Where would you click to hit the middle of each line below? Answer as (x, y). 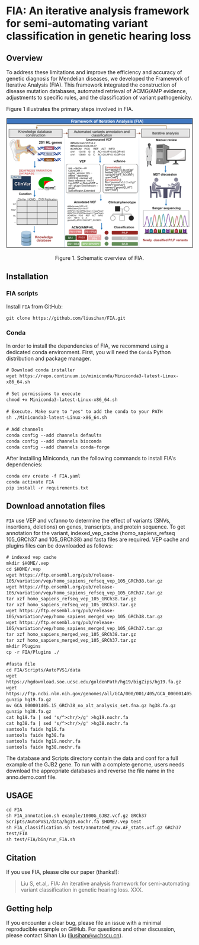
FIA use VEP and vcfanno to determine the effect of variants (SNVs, (88, 520)
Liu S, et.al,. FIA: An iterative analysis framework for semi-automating (105, 884)
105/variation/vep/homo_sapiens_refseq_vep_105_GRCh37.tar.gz (84, 593)
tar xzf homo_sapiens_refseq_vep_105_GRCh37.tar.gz (71, 604)
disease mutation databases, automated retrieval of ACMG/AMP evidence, (97, 91)
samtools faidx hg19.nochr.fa (44, 741)
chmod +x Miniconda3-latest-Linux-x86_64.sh (62, 400)
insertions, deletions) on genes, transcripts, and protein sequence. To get (96, 527)
